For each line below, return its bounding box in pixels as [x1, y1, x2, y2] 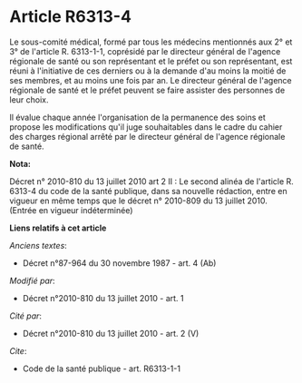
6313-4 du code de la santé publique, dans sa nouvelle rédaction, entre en [9, 185, 287, 196]
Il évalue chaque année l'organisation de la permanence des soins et [9, 112, 266, 123]
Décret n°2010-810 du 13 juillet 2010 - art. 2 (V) [22, 328, 200, 339]
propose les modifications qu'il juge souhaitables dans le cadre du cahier [9, 121, 283, 133]
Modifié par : [9, 275, 56, 286]
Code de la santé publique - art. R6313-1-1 [22, 363, 181, 374]
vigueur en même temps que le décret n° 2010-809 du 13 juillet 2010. [9, 195, 268, 206]
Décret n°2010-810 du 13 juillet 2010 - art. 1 [22, 292, 184, 303]
